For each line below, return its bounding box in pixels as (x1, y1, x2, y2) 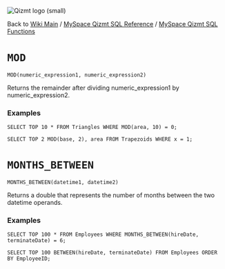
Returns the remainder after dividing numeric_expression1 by (7, 83, 179, 92)
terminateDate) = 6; (7, 237, 67, 244)
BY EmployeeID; (7, 255, 51, 262)
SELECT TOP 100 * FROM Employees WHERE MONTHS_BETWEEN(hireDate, (7, 231, 199, 238)
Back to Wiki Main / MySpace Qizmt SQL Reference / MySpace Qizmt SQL (7, 20, 219, 28)
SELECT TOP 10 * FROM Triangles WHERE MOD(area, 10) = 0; (7, 124, 177, 131)
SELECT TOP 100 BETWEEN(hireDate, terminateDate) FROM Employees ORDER (7, 249, 217, 257)
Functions (7, 28, 36, 35)
